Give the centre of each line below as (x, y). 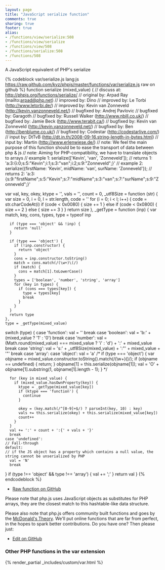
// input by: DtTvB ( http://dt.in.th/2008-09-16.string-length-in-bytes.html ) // (82, 137)
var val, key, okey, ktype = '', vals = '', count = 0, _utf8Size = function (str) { (82, 194)
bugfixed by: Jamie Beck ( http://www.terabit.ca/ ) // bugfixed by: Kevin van (81, 121)
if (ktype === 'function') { (48, 392)
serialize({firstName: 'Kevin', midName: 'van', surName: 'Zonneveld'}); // (79, 169)
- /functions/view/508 (28, 46)
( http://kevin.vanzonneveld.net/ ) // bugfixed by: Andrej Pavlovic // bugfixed (82, 111)
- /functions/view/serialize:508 (40, 38)
